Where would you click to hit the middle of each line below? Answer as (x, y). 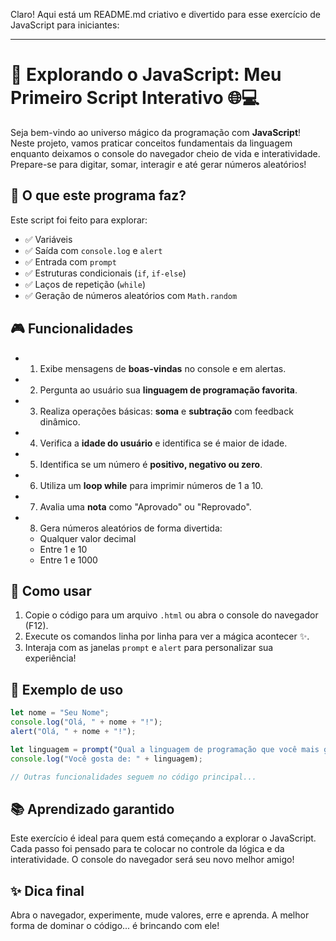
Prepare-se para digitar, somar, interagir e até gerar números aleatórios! (158, 164)
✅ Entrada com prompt (70, 261)
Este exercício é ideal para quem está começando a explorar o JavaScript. (163, 838)
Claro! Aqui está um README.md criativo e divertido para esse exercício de (165, 14)
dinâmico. (60, 421)
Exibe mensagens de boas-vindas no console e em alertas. (163, 368)
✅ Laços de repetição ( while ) (85, 284)
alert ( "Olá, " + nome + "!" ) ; (73, 731)
